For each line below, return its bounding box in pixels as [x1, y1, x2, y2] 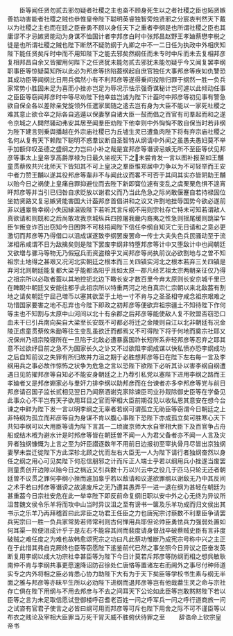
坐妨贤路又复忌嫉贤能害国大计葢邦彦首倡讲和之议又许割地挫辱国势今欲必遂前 [7, 197, 226, 205]
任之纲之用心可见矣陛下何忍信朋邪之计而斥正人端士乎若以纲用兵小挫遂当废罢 [7, 457, 226, 465]
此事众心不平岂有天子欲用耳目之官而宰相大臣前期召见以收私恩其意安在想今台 [7, 396, 226, 404]
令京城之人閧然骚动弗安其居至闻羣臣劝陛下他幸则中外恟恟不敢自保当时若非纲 [7, 119, 226, 127]
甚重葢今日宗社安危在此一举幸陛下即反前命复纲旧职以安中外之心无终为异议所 [7, 492, 226, 499]
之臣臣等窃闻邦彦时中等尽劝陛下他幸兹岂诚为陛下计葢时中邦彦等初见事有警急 [7, 93, 226, 101]
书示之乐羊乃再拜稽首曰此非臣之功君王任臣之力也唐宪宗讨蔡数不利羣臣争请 [7, 509, 220, 517]
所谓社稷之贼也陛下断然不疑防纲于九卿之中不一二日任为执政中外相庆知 [25, 41, 226, 49]
